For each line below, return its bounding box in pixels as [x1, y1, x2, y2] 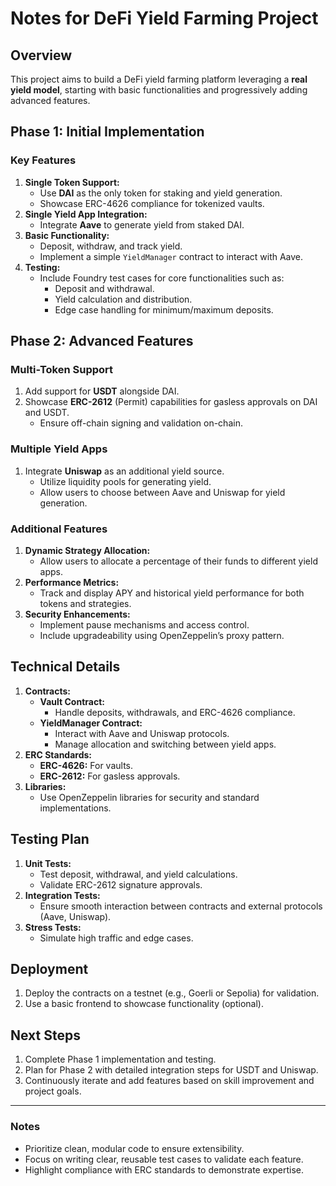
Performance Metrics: [24, 576, 120, 588]
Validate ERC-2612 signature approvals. [39, 878, 203, 891]
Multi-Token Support [10, 363, 114, 376]
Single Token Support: [24, 176, 120, 188]
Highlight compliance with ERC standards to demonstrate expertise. [24, 1163, 304, 1176]
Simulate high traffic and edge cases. [39, 932, 194, 944]
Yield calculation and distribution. [54, 293, 193, 305]
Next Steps [10, 1027, 81, 1044]
